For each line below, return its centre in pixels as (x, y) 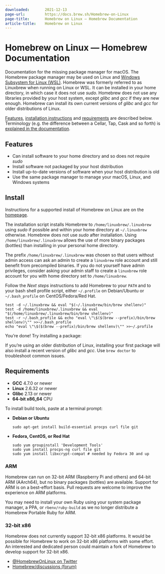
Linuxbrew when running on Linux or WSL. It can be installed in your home (81, 88)
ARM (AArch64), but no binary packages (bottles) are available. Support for (82, 482)
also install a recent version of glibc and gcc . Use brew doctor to (70, 350)
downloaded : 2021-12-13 (36, 10)
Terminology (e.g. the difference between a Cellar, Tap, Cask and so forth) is (83, 123)
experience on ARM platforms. (36, 492)
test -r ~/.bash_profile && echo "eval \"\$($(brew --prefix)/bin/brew (80, 318)
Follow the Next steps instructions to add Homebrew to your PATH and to (78, 285)
